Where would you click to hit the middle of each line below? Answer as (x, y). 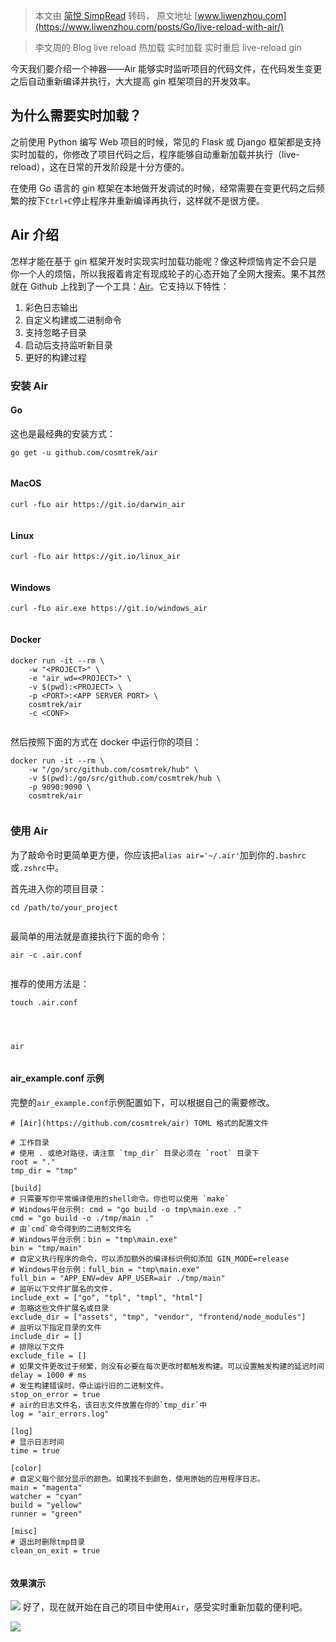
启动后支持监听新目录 (68, 345)
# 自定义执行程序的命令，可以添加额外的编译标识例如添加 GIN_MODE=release (150, 1259)
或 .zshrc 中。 (37, 867)
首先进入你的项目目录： (58, 888)
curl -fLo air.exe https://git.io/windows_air (109, 609)
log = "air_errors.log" (60, 1414)
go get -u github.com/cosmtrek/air (84, 452)
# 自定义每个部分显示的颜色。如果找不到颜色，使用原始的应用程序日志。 (137, 1479)
